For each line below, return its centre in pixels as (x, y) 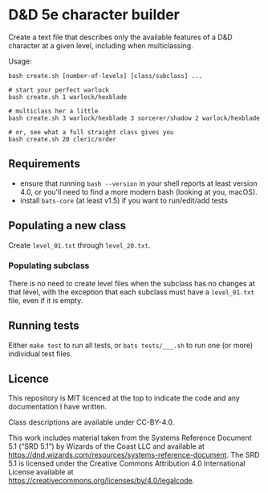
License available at (41, 472)
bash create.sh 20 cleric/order (62, 139)
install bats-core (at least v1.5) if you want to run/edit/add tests (124, 200)
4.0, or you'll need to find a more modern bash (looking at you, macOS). (139, 191)
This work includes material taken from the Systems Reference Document (130, 438)
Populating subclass (49, 265)
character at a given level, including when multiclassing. (101, 45)
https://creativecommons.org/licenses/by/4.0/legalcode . (102, 481)
